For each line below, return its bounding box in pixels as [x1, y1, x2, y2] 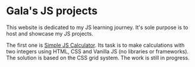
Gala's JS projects [6, 4, 98, 18]
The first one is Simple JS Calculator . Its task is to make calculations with [6, 42, 185, 49]
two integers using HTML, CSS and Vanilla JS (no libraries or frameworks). [6, 47, 189, 55]
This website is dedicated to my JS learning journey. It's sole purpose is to [6, 24, 188, 31]
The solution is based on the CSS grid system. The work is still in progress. [6, 54, 190, 61]
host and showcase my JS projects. [6, 30, 93, 37]
